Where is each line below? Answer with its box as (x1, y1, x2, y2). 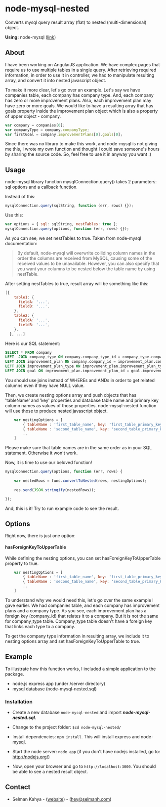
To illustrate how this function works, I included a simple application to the (5, 666, 156, 672)
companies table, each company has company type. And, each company (5, 92, 154, 98)
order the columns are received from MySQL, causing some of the (17, 255, 152, 261)
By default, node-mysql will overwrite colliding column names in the (17, 250, 156, 256)
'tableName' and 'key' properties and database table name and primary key (5, 397, 159, 403)
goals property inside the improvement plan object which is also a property (5, 108, 158, 114)
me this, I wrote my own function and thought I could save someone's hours (5, 146, 160, 152)
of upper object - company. (5, 113, 61, 119)
